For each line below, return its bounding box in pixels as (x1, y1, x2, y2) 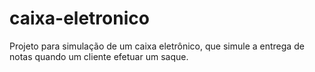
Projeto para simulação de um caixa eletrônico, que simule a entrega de (9, 40, 305, 52)
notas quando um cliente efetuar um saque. (9, 50, 189, 62)
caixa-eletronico (9, 7, 150, 30)
